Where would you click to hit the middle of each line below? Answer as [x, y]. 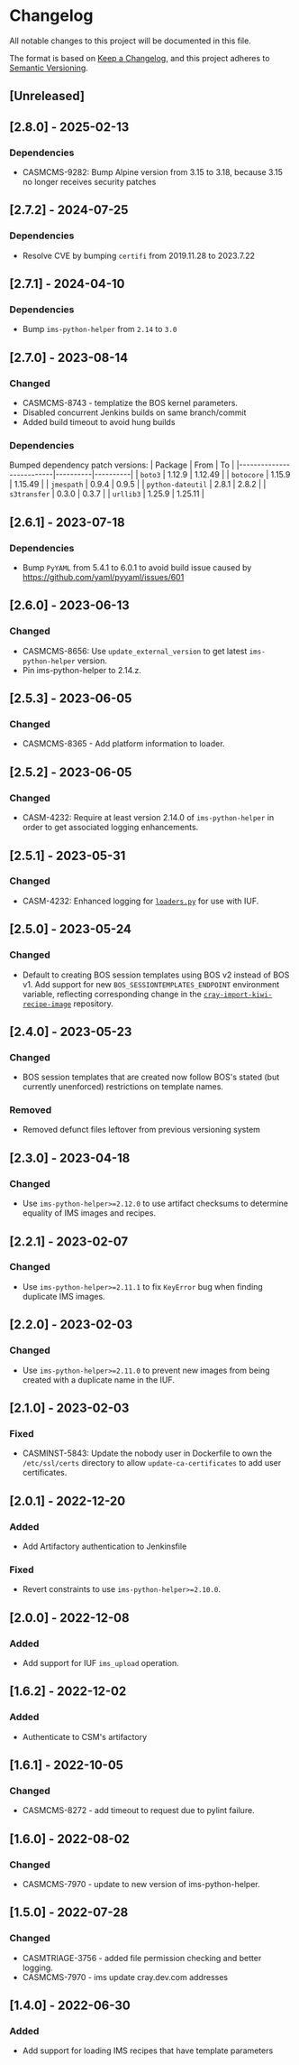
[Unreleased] [47, 96]
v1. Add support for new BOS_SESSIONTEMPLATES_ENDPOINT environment [151, 984]
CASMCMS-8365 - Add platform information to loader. [123, 744]
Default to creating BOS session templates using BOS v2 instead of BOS [156, 975]
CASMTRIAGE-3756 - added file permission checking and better [142, 1958]
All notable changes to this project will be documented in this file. [131, 41]
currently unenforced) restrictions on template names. [122, 1087]
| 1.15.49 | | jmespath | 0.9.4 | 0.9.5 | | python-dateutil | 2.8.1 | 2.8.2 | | [138, 485]
